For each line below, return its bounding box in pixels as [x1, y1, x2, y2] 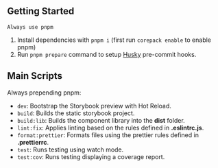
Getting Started [7, 5, 75, 17]
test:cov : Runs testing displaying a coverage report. [16, 152, 165, 160]
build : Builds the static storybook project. [16, 109, 135, 117]
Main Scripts [7, 70, 63, 82]
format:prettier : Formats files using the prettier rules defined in [16, 130, 199, 139]
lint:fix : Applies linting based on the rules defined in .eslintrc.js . [16, 123, 204, 132]
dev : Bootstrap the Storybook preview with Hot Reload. [16, 101, 171, 110]
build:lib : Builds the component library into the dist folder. [16, 116, 185, 124]
